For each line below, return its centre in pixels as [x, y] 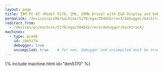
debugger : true [29, 45]
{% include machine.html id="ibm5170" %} [48, 64]
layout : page [18, 9]
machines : [15, 32]
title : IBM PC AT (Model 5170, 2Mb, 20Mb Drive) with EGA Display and [78, 14]
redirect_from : [20, 23]
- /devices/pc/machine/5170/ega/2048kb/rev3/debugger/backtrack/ [77, 28]
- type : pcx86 [24, 37]
